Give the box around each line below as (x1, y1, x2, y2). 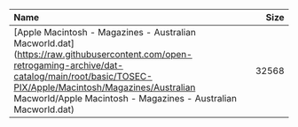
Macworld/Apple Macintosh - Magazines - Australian (13, 93, 238, 104)
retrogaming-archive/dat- (13, 59, 124, 71)
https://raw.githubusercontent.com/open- (17, 49, 192, 60)
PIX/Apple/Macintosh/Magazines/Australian (13, 81, 196, 93)
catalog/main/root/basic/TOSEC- (13, 71, 153, 82)
